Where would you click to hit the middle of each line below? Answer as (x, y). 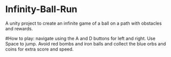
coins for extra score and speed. (40, 49)
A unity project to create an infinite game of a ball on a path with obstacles (83, 23)
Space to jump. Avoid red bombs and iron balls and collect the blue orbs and (86, 43)
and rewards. (19, 28)
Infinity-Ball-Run (41, 9)
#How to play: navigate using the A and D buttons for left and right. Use (80, 38)
